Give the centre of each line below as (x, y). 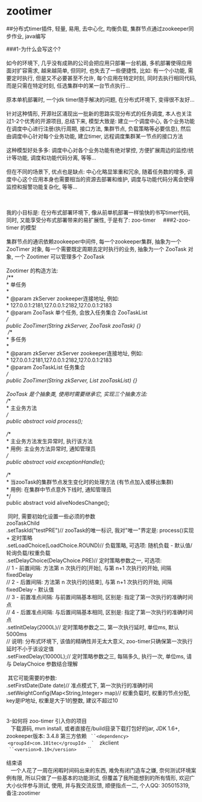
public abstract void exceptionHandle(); (56, 462)
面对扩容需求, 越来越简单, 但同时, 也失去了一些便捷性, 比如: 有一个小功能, (96, 70)
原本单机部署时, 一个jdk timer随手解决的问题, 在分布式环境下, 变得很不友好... (100, 99)
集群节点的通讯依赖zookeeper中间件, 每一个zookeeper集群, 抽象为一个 (94, 241)
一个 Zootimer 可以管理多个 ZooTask (59, 256)
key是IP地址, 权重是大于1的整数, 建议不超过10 (62, 700)
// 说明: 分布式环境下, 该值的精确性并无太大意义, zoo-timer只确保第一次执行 (99, 641)
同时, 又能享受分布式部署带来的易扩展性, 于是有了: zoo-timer (81, 220)
